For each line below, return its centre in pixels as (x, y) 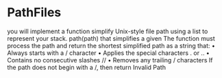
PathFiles (34, 13)
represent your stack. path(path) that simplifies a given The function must (111, 38)
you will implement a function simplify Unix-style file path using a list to (108, 31)
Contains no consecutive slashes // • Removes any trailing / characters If (110, 60)
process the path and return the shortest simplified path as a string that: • (111, 45)
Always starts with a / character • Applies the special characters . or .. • (109, 53)
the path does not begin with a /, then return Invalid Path (87, 67)
